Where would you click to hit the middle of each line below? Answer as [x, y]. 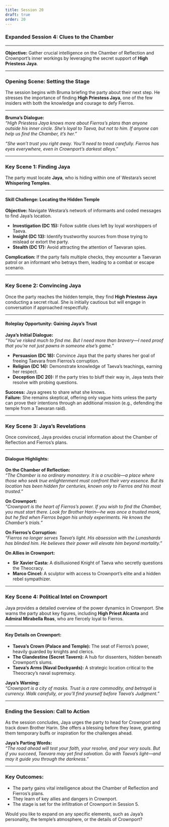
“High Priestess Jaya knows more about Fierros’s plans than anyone [76, 123]
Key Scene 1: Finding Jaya [38, 166]
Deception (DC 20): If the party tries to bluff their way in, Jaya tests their [88, 377]
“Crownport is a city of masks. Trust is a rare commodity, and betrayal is [81, 688]
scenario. [15, 268]
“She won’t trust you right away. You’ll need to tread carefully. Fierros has [82, 143]
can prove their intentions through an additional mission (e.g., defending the [84, 403]
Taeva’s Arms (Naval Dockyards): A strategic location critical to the [83, 667]
